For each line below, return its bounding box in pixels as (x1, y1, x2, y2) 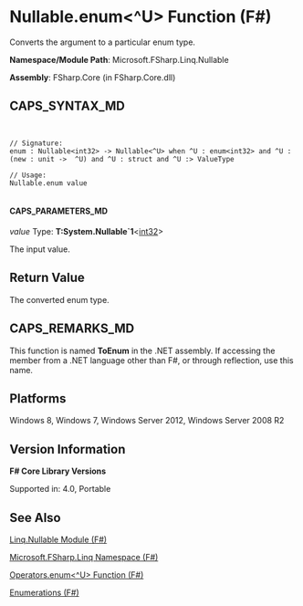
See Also (9, 509, 61, 526)
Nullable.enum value (9, 178, 89, 188)
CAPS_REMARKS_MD (9, 321, 135, 337)
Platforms (9, 391, 67, 406)
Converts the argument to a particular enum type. (9, 37, 196, 47)
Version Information (9, 441, 126, 457)
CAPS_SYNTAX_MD (9, 99, 125, 114)
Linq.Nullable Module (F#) (9, 534, 108, 545)
